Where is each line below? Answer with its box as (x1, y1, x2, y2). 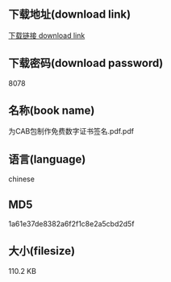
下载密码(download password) (8, 56, 164, 70)
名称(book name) (8, 104, 95, 118)
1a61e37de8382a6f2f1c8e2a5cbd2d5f (8, 219, 135, 229)
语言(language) (8, 152, 86, 166)
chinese (8, 174, 35, 184)
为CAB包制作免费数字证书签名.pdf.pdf (8, 126, 135, 136)
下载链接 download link (8, 31, 85, 40)
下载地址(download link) (8, 7, 131, 22)
